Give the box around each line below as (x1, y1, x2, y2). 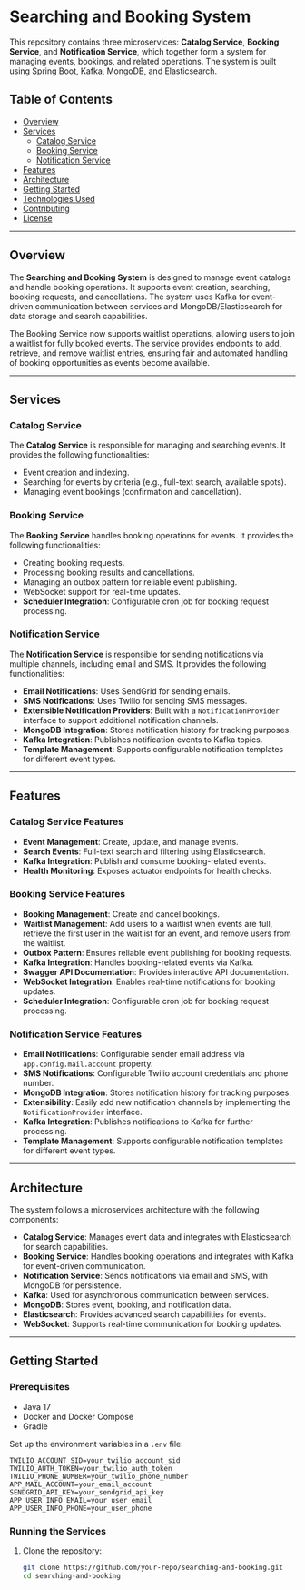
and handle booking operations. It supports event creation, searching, (9, 281, 271, 292)
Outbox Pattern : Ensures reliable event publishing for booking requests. (22, 947, 292, 958)
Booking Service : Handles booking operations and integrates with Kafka (22, 1251, 294, 1262)
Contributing (22, 203, 70, 214)
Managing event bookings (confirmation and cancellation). (22, 487, 242, 498)
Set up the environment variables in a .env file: (9, 1438, 183, 1449)
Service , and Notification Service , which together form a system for (9, 45, 267, 56)
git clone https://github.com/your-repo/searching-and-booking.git (22, 1563, 283, 1572)
